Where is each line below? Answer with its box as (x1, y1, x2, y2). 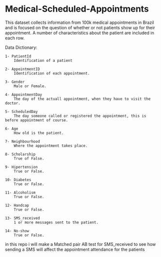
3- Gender (5, 79, 25, 84)
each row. (5, 35, 25, 41)
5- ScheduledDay (5, 109, 38, 114)
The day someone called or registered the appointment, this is (14, 113, 146, 118)
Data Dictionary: (5, 44, 37, 50)
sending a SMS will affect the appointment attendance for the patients (5, 246, 145, 252)
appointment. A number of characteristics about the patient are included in (5, 30, 154, 36)
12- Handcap (5, 203, 29, 208)
